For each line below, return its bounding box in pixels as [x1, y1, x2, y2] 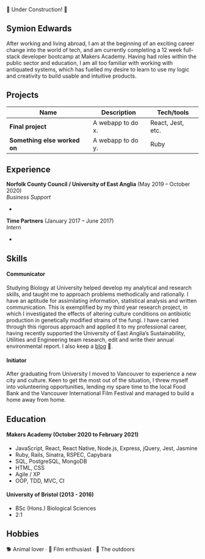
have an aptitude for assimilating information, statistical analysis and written [6, 297, 197, 305]
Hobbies [6, 529, 40, 539]
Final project [9, 122, 47, 131]
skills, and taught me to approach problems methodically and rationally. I [6, 291, 189, 298]
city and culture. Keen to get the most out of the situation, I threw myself [6, 377, 189, 384]
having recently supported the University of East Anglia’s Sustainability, [6, 330, 185, 337]
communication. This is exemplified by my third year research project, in [6, 303, 188, 311]
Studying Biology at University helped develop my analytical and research [6, 284, 192, 292]
